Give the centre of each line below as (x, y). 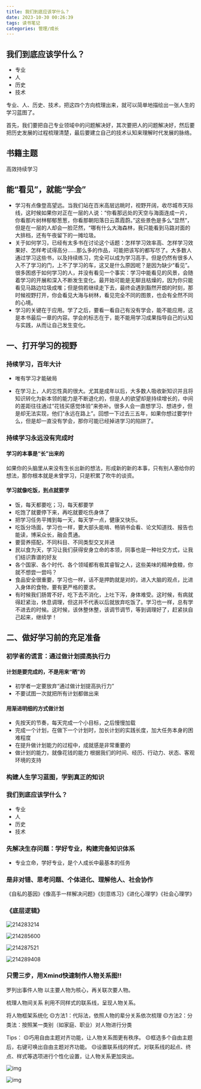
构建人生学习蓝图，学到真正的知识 (55, 778)
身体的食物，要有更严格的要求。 (60, 587)
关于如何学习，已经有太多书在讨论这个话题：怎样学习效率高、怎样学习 (101, 243)
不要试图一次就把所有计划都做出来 (57, 694)
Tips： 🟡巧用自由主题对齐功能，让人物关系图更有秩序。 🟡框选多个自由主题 (100, 1037)
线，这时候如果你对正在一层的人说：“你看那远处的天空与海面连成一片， (102, 213)
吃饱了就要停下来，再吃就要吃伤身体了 (62, 512)
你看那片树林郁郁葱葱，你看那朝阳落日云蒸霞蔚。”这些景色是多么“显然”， (103, 220)
